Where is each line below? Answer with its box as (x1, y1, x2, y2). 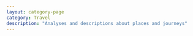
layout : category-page (6, 9, 64, 15)
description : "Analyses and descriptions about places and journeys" (6, 20, 188, 26)
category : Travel (6, 15, 51, 21)
